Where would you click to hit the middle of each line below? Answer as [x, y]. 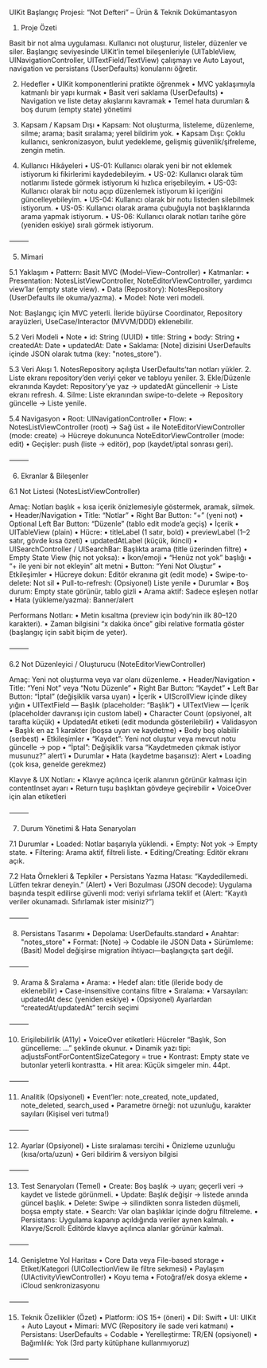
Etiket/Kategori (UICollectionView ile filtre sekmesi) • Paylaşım [122, 1268]
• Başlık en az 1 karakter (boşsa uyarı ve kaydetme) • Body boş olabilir [124, 730]
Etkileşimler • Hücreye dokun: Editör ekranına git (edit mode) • [111, 574]
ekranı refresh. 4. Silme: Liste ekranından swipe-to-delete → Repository [126, 395]
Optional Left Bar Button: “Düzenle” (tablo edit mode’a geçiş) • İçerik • [124, 523]
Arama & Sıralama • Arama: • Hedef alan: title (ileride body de [122, 982]
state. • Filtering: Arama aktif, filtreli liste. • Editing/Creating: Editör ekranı [129, 852]
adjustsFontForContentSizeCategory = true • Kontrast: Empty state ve [135, 1056]
